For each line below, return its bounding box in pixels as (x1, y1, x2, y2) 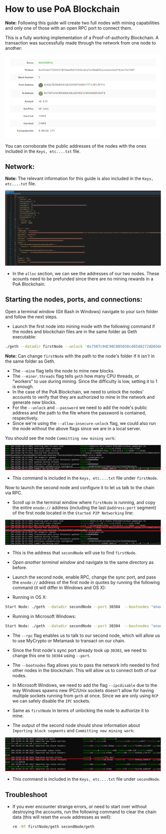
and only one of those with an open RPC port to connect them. (5, 25, 132, 31)
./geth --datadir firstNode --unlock (5, 344, 83, 349)
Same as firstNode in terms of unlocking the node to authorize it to (12, 708, 149, 713)
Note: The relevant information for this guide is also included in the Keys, (5, 175, 154, 181)
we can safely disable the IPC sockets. (12, 698, 90, 704)
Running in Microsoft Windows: (12, 613, 76, 619)
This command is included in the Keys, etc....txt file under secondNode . (12, 776, 161, 782)
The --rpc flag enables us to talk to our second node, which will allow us (12, 632, 161, 638)
